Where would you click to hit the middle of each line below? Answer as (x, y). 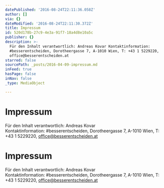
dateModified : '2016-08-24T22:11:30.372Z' (49, 23)
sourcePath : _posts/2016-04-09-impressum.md (51, 65)
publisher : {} (20, 38)
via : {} (13, 19)
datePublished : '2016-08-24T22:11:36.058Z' (50, 10)
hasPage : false (21, 74)
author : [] (16, 14)
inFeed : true (18, 70)
